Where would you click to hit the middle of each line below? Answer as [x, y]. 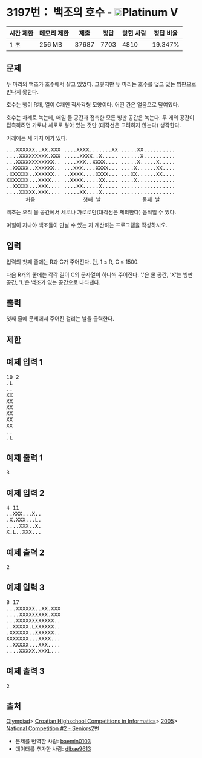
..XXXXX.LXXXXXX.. [34, 627]
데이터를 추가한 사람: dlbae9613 [53, 749]
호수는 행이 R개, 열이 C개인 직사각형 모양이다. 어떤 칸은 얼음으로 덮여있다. [93, 104]
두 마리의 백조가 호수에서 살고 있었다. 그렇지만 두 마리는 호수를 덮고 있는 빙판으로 [101, 84]
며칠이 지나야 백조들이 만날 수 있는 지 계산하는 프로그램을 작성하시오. [87, 225]
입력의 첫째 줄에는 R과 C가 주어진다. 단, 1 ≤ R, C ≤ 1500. [73, 262]
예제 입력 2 [25, 493]
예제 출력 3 [25, 671]
